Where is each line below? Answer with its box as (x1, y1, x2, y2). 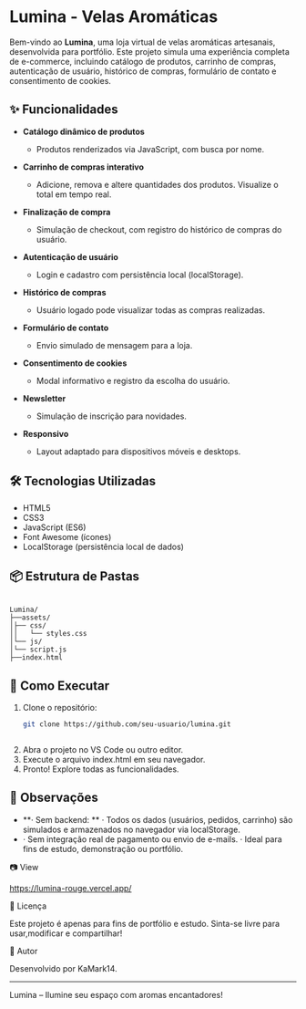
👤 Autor (9, 945, 38, 956)
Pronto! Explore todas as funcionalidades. (22, 764, 179, 775)
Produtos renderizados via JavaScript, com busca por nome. (36, 143, 265, 154)
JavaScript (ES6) (22, 522, 87, 533)
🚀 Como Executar (9, 678, 110, 693)
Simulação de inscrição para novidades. (36, 411, 187, 421)
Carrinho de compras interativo (22, 161, 144, 172)
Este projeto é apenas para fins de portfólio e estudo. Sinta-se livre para (9, 918, 280, 929)
